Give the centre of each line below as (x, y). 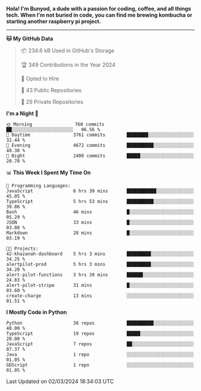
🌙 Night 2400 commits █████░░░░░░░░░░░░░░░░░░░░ (100, 156)
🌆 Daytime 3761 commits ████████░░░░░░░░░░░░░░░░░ (100, 135)
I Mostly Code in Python (36, 312)
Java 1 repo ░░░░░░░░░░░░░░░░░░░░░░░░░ (100, 354)
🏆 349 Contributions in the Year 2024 (68, 65)
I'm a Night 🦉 (22, 113)
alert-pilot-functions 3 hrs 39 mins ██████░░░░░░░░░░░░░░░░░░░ (100, 275)
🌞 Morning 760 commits (55, 125)
